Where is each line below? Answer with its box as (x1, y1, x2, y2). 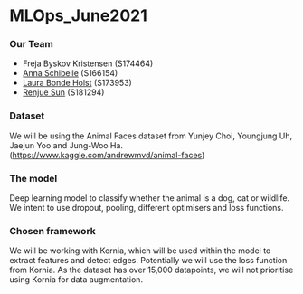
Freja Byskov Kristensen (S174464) (22, 58, 154, 69)
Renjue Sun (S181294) (22, 87, 105, 98)
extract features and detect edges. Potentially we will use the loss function (9, 255, 288, 266)
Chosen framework (9, 225, 97, 237)
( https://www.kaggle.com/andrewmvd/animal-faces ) (9, 149, 205, 160)
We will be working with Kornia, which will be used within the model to (9, 245, 271, 256)
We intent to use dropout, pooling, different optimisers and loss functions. (9, 203, 284, 213)
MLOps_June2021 (9, 5, 147, 26)
